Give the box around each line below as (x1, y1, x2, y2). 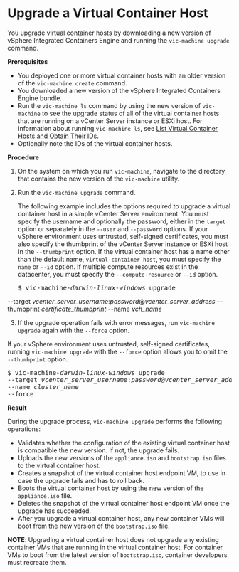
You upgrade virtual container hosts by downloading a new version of (7, 28, 211, 37)
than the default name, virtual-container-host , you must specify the (17, 255, 221, 263)
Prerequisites (7, 57, 48, 65)
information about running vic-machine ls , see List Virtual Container (17, 124, 218, 132)
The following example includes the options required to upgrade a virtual (17, 201, 231, 211)
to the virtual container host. (17, 461, 101, 470)
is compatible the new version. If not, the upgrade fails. (17, 446, 180, 455)
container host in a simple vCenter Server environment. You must (17, 209, 210, 218)
